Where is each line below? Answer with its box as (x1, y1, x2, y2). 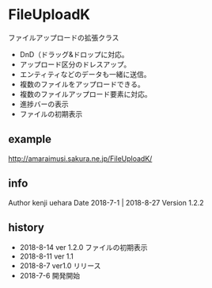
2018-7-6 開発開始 (19, 271, 81, 281)
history (8, 221, 45, 234)
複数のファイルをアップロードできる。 (19, 79, 145, 89)
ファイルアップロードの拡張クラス (8, 33, 119, 42)
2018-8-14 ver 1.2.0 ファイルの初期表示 (19, 243, 148, 252)
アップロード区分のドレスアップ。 (19, 60, 131, 69)
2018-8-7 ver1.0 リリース (19, 261, 101, 271)
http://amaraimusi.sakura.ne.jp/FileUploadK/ (8, 153, 153, 163)
